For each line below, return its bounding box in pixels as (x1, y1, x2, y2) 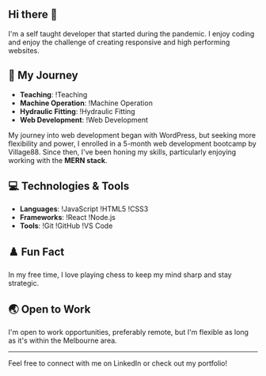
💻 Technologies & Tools (8, 180, 130, 193)
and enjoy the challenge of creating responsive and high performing (8, 37, 230, 47)
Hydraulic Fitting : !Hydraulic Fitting (19, 106, 136, 116)
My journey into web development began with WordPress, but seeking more (8, 130, 256, 139)
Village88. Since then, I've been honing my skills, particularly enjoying (8, 147, 237, 157)
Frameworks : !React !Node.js (19, 213, 116, 222)
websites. (8, 45, 40, 55)
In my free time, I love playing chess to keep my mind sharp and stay (8, 270, 232, 279)
